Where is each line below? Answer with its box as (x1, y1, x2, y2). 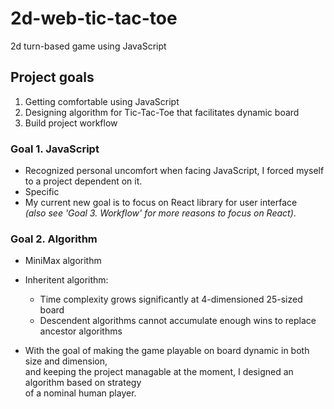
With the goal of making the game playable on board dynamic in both (24, 345, 310, 357)
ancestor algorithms (39, 325, 123, 337)
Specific (24, 186, 60, 198)
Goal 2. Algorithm (10, 232, 98, 246)
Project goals (10, 69, 95, 86)
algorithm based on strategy (24, 377, 142, 389)
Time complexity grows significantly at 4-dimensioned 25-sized (39, 293, 303, 306)
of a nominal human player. (24, 387, 137, 399)
